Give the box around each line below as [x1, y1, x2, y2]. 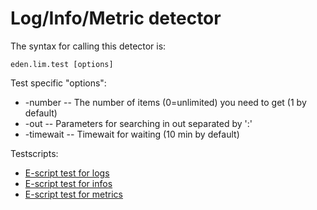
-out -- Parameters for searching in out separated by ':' [24, 117, 253, 129]
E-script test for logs [24, 167, 110, 179]
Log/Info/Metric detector [10, 7, 222, 30]
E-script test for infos [24, 177, 113, 189]
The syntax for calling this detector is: [10, 40, 167, 52]
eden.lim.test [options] [10, 59, 114, 69]
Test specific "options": [10, 77, 107, 89]
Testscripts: [10, 147, 59, 159]
